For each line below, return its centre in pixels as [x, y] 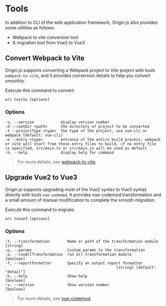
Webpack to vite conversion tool [45, 37]
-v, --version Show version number [57, 285]
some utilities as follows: [30, 27]
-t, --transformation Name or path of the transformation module [82, 241]
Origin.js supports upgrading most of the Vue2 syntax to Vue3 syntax [76, 189]
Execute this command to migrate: [40, 210]
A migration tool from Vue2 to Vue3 [49, 42]
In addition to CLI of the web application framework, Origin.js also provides [82, 22]
